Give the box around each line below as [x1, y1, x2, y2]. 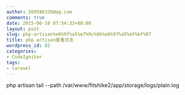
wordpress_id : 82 [6, 43, 51, 49]
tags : [6, 59, 20, 65]
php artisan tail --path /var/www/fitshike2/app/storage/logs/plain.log [6, 82, 180, 89]
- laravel [6, 65, 32, 71]
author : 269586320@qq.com [6, 8, 72, 15]
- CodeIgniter [6, 54, 43, 60]
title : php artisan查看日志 [6, 37, 74, 43]
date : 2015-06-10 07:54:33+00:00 [6, 20, 92, 26]
